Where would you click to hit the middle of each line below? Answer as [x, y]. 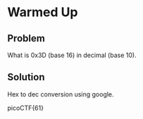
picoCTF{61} [26, 108]
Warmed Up [43, 12]
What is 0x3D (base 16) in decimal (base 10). [72, 55]
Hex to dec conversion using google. [61, 94]
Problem [26, 38]
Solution [26, 77]
